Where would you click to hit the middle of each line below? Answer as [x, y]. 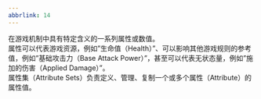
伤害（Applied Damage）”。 [65, 68]
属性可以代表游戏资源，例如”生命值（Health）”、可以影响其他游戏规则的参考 [130, 48]
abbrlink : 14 [29, 15]
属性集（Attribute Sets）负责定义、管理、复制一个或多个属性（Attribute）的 [130, 77]
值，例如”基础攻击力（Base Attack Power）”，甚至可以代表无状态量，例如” [127, 58]
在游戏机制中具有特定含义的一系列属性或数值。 [83, 38]
